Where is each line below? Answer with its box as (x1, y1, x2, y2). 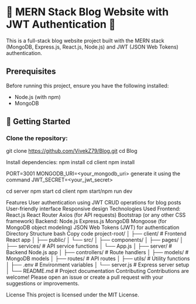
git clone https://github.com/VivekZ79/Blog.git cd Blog (6, 148, 137, 155)
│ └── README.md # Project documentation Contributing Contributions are (6, 268, 189, 275)
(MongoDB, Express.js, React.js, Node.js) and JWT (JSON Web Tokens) (6, 43, 178, 50)
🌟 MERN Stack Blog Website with (6, 5, 169, 19)
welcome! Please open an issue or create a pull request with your (6, 274, 164, 281)
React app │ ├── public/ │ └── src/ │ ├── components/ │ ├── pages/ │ (6, 237, 184, 244)
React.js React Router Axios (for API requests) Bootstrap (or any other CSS (6, 211, 186, 218)
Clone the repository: (6, 134, 68, 142)
